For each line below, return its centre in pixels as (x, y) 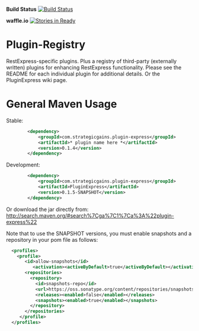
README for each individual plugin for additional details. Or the (83, 74)
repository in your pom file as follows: (52, 239)
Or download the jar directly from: (47, 209)
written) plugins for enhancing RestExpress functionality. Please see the (94, 67)
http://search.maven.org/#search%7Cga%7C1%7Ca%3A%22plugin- (90, 215)
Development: (23, 165)
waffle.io (17, 21)
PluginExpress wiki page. (37, 80)
